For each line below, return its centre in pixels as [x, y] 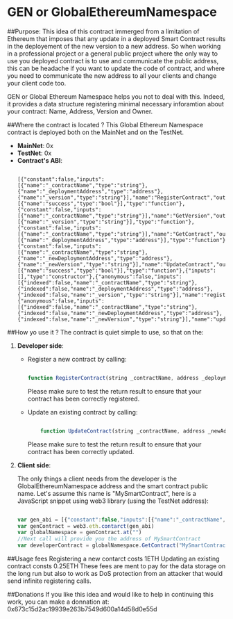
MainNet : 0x [35, 145]
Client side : [34, 465]
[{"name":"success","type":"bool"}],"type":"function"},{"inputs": [116, 271]
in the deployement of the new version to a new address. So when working [114, 46]
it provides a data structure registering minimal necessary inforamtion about [115, 104]
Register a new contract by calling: [77, 359]
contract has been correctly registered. [84, 399]
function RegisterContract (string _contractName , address [113, 378]
